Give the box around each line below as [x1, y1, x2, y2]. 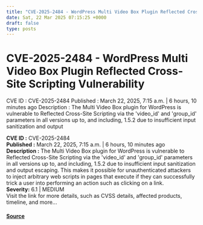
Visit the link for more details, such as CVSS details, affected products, [6, 192, 182, 200]
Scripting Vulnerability [28, 77, 145, 91]
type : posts [6, 25, 36, 32]
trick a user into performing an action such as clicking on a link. [6, 179, 164, 187]
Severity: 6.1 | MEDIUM [6, 186, 65, 193]
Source [6, 212, 25, 220]
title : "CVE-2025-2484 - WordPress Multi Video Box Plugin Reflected [6, 8, 185, 15]
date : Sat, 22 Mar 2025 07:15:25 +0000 [6, 14, 107, 21]
